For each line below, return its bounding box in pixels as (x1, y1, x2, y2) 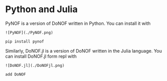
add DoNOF (5, 72, 26, 77)
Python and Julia (5, 4, 78, 15)
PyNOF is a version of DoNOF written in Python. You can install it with (5, 20, 151, 26)
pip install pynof (5, 39, 44, 44)
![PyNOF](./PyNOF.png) (5, 30, 53, 35)
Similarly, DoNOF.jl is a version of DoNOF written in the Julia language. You (5, 48, 162, 54)
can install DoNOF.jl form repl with (5, 53, 77, 59)
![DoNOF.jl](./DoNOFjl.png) (5, 63, 65, 68)
